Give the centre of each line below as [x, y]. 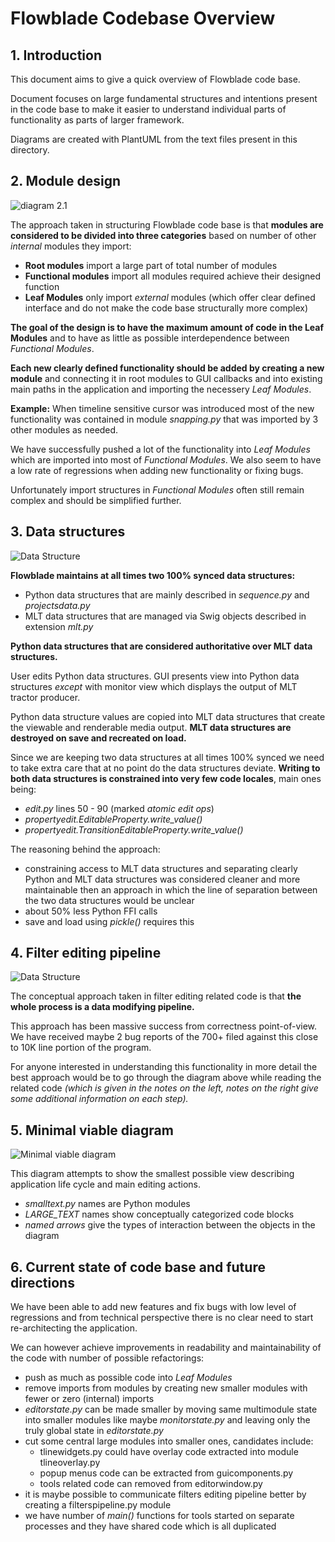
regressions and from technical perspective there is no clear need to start [162, 1318]
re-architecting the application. [74, 1328]
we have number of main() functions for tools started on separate [159, 1516]
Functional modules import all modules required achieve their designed [173, 276]
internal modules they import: [71, 246]
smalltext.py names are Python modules [107, 1204]
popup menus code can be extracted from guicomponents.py [166, 1473]
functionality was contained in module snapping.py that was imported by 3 [164, 419]
